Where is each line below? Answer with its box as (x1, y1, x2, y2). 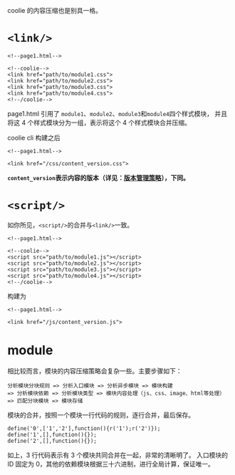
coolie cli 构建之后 (7, 133, 61, 142)
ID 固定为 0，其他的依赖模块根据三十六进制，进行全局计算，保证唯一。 (7, 459, 215, 468)
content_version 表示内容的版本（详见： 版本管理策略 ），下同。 (7, 173, 190, 182)
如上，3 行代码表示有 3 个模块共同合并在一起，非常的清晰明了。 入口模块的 (7, 451, 229, 459)
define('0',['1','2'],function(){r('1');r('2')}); (7, 424, 161, 432)
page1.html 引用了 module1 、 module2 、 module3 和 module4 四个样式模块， (7, 109, 214, 118)
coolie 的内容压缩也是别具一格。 (7, 6, 102, 14)
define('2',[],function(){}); (7, 437, 98, 444)
